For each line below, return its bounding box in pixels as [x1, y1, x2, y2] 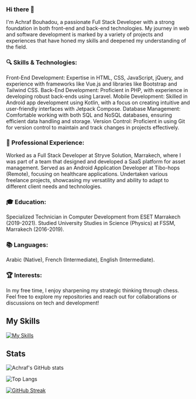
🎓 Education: [6, 197, 47, 206]
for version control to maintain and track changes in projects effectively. [6, 124, 180, 131]
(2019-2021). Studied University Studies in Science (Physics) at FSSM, [6, 220, 176, 227]
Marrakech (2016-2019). [6, 226, 64, 233]
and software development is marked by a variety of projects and [6, 31, 164, 38]
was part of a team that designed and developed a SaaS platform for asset [6, 158, 185, 165]
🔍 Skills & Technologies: [6, 59, 78, 67]
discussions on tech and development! [6, 299, 99, 306]
